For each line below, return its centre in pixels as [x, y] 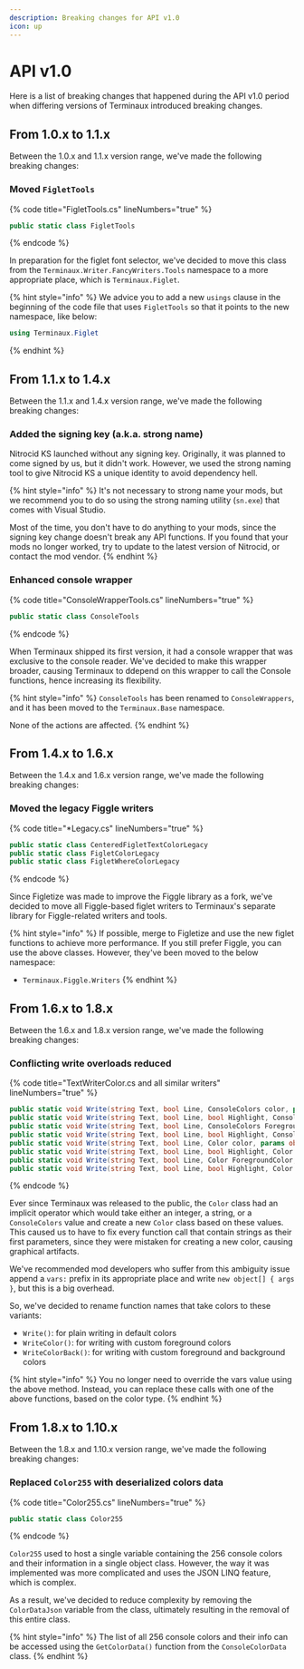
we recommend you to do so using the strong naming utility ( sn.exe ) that [145, 501]
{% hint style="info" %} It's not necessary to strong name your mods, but [146, 491]
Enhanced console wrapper [71, 580]
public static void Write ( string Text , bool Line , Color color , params [147, 1143]
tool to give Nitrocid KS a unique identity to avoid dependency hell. [133, 473]
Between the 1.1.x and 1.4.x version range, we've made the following [136, 401]
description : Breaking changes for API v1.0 [95, 18]
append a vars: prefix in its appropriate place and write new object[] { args [152, 1279]
